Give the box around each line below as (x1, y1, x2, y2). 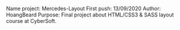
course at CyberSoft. (6, 18, 57, 24)
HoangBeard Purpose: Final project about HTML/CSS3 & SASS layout (6, 11, 174, 18)
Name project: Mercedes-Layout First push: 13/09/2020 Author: (6, 5, 161, 12)
